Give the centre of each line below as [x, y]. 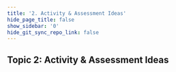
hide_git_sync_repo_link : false [53, 32]
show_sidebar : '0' [33, 26]
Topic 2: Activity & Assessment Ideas [88, 59]
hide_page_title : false [41, 20]
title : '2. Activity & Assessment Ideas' [67, 13]
